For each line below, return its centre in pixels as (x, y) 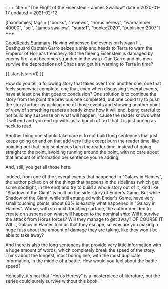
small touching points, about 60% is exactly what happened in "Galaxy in (81, 203)
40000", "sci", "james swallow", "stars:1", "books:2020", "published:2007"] (83, 28)
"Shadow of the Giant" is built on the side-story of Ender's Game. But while (83, 192)
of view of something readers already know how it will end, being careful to (83, 110)
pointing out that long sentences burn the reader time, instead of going (78, 147)
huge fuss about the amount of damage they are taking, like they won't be (81, 230)
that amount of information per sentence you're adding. (62, 157)
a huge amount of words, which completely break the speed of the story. (80, 250)
